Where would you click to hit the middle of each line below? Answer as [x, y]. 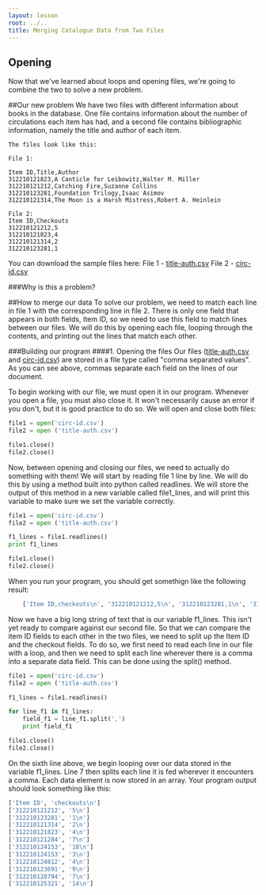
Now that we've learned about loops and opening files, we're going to [122, 82]
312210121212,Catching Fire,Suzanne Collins [83, 187]
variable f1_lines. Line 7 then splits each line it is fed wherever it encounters [131, 772]
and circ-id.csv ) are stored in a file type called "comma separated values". [129, 360]
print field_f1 [47, 726]
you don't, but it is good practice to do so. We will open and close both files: [132, 409]
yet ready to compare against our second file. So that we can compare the [129, 628]
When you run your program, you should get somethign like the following [127, 581]
